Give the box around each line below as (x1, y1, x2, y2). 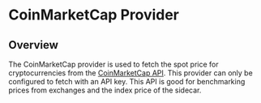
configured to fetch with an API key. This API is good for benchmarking (8, 77, 246, 86)
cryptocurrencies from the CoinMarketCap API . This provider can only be (8, 68, 253, 78)
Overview (8, 38, 59, 52)
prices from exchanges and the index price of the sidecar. (8, 85, 202, 95)
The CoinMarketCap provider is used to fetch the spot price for (8, 59, 219, 69)
